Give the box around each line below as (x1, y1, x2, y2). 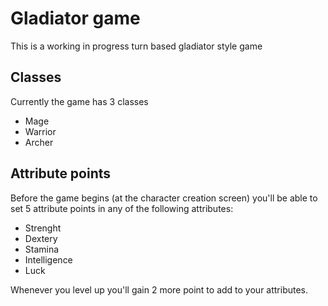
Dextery (24, 232, 58, 244)
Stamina (24, 243, 60, 255)
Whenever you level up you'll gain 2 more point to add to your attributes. (10, 283, 309, 296)
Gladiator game (10, 7, 141, 30)
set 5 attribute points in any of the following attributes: (10, 202, 234, 214)
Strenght (24, 222, 62, 234)
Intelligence (24, 253, 73, 266)
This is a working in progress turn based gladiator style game (10, 40, 263, 52)
